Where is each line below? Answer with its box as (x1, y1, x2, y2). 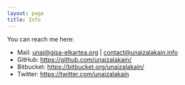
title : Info (7, 16, 41, 23)
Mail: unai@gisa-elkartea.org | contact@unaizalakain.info (16, 48, 178, 56)
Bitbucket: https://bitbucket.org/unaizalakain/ (16, 63, 145, 71)
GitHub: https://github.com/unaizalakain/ (16, 55, 132, 63)
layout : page (7, 10, 44, 17)
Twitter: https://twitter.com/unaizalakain (16, 69, 130, 78)
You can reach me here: (7, 35, 74, 43)
